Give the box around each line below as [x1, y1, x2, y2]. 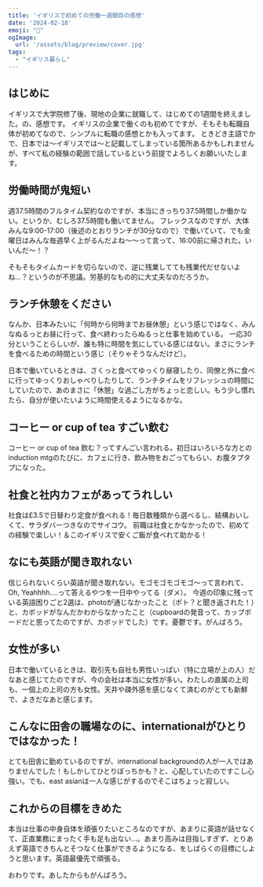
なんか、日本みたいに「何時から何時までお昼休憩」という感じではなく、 [8, 320, 242, 329]
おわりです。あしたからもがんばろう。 [8, 870, 131, 880]
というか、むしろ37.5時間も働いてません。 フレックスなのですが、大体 [21, 216, 250, 225]
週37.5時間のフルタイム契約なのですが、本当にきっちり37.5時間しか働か [8, 206, 241, 215]
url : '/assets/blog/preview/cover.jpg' [15, 41, 146, 49]
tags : [8, 48, 26, 56]
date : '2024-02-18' [8, 19, 72, 27]
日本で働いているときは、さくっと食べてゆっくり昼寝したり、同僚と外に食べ [8, 366, 255, 375]
